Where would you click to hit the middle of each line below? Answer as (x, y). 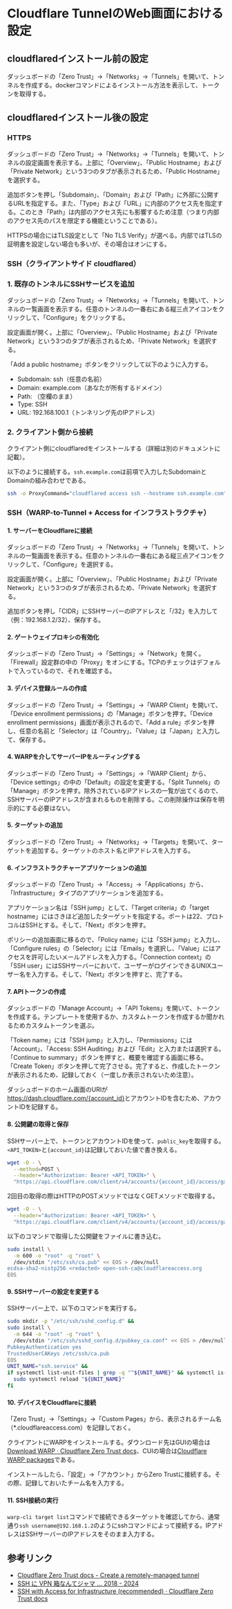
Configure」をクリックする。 (87, 317)
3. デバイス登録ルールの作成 (47, 688)
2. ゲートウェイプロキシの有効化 (53, 637)
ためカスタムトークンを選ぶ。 (55, 1026)
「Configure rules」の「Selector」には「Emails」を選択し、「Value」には (111, 948)
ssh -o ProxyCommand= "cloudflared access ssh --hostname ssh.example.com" (117, 494)
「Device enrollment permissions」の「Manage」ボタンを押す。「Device (110, 713)
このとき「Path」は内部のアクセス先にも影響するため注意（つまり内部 (119, 212)
